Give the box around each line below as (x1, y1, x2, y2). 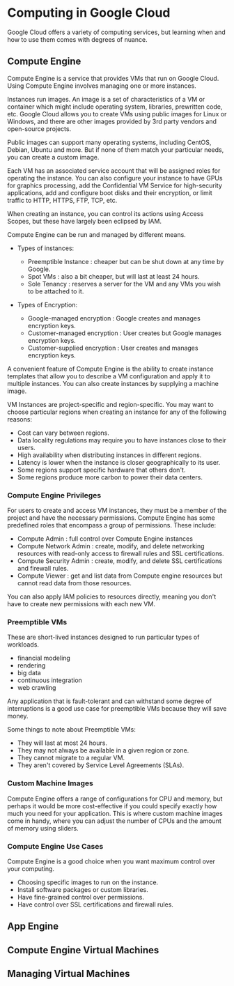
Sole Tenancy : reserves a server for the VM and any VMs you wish (27, 279, 221, 288)
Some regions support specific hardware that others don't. (17, 465, 186, 474)
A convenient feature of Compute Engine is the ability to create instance (7, 364, 214, 373)
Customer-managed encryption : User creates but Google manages (27, 329, 221, 337)
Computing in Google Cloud (7, 5, 171, 21)
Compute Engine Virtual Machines (7, 944, 159, 956)
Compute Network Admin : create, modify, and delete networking (17, 542, 205, 550)
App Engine (7, 920, 59, 932)
